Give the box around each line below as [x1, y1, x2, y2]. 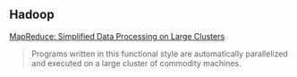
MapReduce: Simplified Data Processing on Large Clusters [9, 30, 225, 41]
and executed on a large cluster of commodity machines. [30, 57, 242, 68]
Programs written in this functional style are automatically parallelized [30, 48, 288, 59]
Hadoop [9, 7, 55, 22]
